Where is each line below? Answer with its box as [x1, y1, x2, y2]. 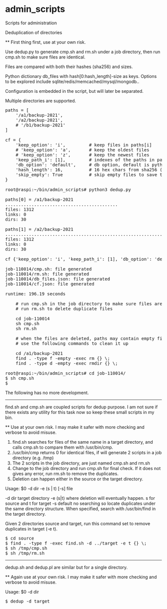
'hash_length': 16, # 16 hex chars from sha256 [15, 167, 158, 172]
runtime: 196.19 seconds [5, 291, 66, 296]
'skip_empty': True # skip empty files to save [15, 172, 158, 177]
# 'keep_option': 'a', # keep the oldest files [15, 147, 150, 152]
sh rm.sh [15, 326, 37, 331]
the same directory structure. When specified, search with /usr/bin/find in [5, 505, 156, 512]
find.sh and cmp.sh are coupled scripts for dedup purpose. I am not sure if [5, 404, 158, 410]
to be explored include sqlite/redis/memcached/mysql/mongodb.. [5, 78, 140, 84]
